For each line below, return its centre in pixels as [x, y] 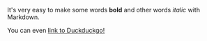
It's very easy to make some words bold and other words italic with [104, 10]
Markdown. [23, 17]
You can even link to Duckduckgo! [56, 30]
